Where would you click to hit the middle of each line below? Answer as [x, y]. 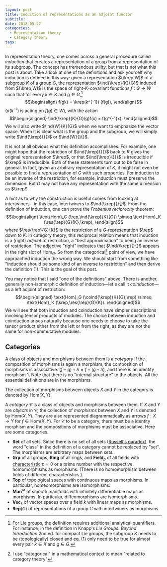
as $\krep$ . [17, 189]
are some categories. [27, 432]
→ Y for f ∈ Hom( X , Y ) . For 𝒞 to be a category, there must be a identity [78, 421]
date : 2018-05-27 [23, 24]
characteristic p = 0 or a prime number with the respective [72, 464]
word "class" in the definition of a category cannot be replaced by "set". [86, 447]
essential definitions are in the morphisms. [48, 380]
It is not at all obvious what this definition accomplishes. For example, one [81, 146]
